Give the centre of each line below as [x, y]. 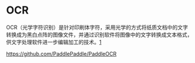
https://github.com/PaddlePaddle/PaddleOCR [61, 54]
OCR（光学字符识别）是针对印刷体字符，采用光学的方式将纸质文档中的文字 [97, 27]
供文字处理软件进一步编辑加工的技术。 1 [54, 42]
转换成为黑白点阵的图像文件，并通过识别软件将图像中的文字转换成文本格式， [99, 34]
